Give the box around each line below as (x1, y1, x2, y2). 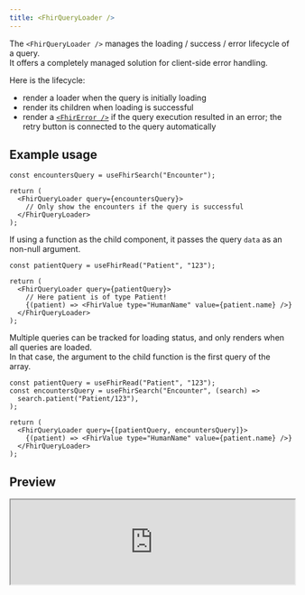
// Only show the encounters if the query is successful (25, 202, 245, 212)
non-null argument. (9, 244, 81, 255)
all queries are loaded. (9, 342, 93, 353)
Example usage (9, 147, 97, 163)
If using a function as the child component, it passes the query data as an (9, 234, 282, 245)
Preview (9, 474, 57, 489)
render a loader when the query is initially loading (22, 92, 207, 103)
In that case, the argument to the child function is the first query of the (9, 351, 271, 362)
